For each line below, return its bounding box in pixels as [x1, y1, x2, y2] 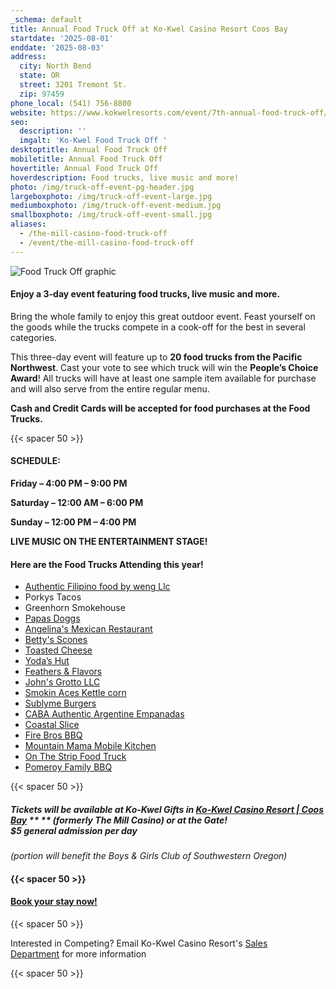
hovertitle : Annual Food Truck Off [10, 163, 159, 173]
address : [10, 52, 47, 62]
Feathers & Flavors [24, 666, 103, 678]
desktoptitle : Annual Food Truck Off [10, 145, 168, 155]
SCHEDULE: [10, 455, 61, 467]
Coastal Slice [24, 719, 80, 731]
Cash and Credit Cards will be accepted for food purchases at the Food [10, 402, 311, 414]
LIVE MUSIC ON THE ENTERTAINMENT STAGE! [10, 536, 208, 548]
